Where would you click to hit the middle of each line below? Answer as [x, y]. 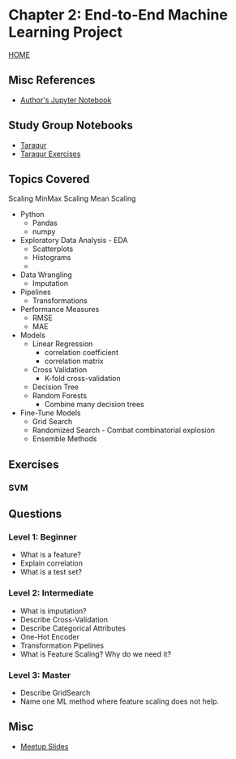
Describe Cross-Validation [64, 619]
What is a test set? [51, 572]
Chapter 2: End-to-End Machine [118, 15]
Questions [35, 514]
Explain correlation [51, 563]
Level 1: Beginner [43, 537]
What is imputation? [53, 610]
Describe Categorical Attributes [73, 628]
